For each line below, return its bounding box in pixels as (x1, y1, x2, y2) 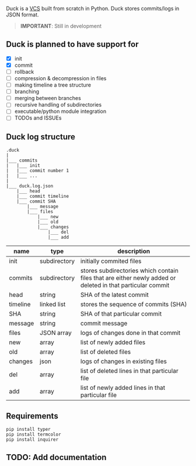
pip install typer (6, 427, 51, 433)
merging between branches (14, 95, 82, 102)
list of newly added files (80, 338, 146, 347)
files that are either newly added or (80, 274, 176, 282)
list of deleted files (80, 348, 131, 356)
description (117, 247, 150, 255)
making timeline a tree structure (14, 81, 92, 88)
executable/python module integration (14, 108, 107, 115)
